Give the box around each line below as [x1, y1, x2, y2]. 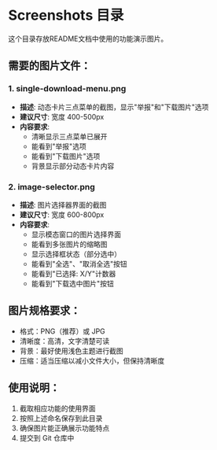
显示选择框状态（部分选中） [31, 249, 122, 259]
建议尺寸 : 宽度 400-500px [19, 112, 105, 121]
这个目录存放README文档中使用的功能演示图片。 [8, 34, 168, 43]
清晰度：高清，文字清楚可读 [19, 336, 110, 345]
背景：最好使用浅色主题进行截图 [19, 346, 123, 356]
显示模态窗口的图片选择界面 [31, 229, 122, 239]
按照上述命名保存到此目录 [19, 413, 103, 422]
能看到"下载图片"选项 [31, 151, 101, 160]
